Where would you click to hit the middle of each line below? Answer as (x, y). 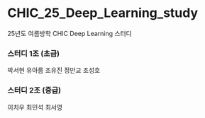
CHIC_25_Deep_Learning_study (103, 13)
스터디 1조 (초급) (34, 53)
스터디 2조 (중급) (34, 90)
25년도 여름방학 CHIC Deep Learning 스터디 (70, 33)
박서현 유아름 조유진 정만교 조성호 (54, 70)
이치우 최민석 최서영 (35, 107)
